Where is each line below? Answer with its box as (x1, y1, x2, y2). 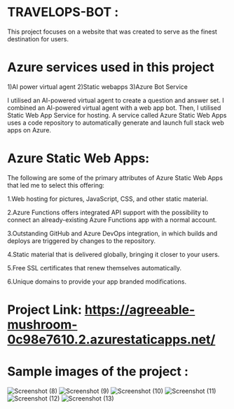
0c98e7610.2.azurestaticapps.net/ (7, 332, 216, 347)
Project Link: (7, 302, 83, 317)
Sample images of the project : (7, 363, 189, 380)
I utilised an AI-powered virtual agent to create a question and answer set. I (7, 96, 224, 104)
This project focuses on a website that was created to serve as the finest (7, 27, 217, 36)
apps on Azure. (7, 125, 51, 134)
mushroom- (7, 317, 78, 333)
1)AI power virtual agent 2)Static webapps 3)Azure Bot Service (7, 82, 188, 91)
